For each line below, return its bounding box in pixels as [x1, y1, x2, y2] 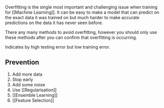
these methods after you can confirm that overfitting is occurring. [5, 34, 137, 40]
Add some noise [12, 81, 46, 87]
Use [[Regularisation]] [12, 87, 57, 93]
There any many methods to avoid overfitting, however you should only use [5, 29, 158, 35]
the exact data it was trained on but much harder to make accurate [5, 15, 140, 20]
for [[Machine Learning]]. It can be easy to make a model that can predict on [5, 9, 160, 15]
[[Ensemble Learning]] [12, 92, 58, 98]
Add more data [12, 71, 43, 77]
